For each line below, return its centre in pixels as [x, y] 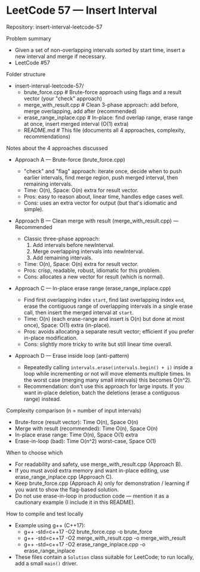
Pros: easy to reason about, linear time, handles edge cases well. [104, 196]
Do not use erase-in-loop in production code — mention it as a [92, 496]
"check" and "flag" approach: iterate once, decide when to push [103, 171]
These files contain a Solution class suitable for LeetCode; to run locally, [104, 557]
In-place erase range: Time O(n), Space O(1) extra [76, 435]
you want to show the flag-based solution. [67, 489]
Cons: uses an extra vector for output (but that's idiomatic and [100, 203]
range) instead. [42, 399]
